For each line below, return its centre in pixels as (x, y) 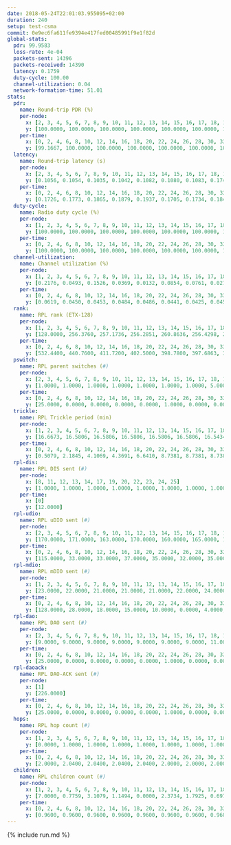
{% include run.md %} (38, 835)
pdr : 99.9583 (32, 46)
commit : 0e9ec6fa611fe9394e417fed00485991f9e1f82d (81, 33)
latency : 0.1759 (36, 71)
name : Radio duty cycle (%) (59, 212)
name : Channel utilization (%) (64, 264)
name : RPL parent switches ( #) (64, 366)
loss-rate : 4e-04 (38, 52)
